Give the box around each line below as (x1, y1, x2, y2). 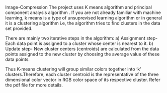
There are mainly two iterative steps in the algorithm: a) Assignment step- (5, 35, 158, 41)
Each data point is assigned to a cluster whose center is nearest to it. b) (5, 40, 153, 46)
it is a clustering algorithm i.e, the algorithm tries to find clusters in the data (5, 20, 161, 26)
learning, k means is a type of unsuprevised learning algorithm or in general (5, 15, 162, 20)
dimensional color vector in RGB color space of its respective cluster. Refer (5, 77, 160, 82)
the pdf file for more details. (5, 82, 63, 88)
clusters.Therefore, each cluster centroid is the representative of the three (5, 71, 159, 77)
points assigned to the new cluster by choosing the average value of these (5, 51, 160, 57)
